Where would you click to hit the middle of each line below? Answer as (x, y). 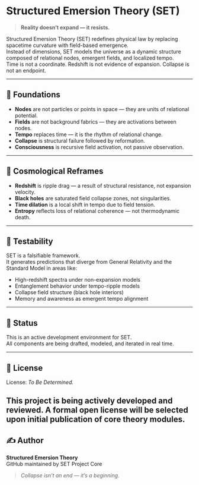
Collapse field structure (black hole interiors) (69, 292)
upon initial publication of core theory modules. (96, 419)
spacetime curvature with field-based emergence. (68, 45)
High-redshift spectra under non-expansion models (78, 280)
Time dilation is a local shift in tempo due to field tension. (85, 204)
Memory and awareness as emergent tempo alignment (81, 299)
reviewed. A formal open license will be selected (97, 410)
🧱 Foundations (33, 95)
